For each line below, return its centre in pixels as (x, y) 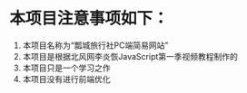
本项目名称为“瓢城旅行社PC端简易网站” (95, 45)
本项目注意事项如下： (89, 19)
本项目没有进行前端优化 (66, 79)
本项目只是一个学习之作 (66, 68)
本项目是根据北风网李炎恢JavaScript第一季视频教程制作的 (130, 56)
